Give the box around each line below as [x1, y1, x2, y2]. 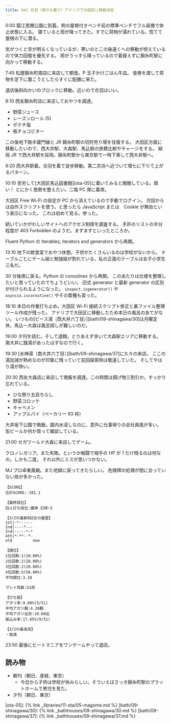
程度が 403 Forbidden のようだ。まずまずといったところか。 [5, 227, 133, 233]
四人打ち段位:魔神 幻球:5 [5, 506, 53, 511]
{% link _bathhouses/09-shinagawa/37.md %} [39, 713, 136, 719]
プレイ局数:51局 [5, 585, 35, 590]
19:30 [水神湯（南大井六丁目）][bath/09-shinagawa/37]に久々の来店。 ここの [5, 350, 166, 356]
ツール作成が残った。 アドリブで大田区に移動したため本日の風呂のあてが [5, 309, 159, 315]
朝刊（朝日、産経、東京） [12, 673, 67, 679]
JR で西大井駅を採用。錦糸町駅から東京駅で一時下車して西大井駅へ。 [11, 152, 157, 158]
